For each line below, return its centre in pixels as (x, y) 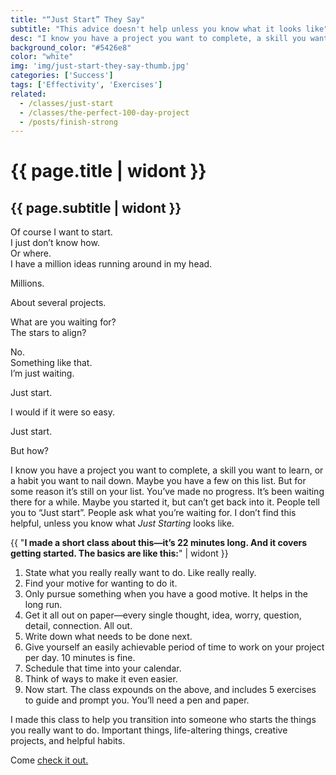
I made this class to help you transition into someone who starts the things (163, 720)
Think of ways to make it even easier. (101, 679)
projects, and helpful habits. (68, 741)
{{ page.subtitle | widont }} (96, 207)
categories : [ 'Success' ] (62, 76)
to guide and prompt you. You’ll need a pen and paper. (137, 700)
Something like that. (51, 363)
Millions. (27, 283)
